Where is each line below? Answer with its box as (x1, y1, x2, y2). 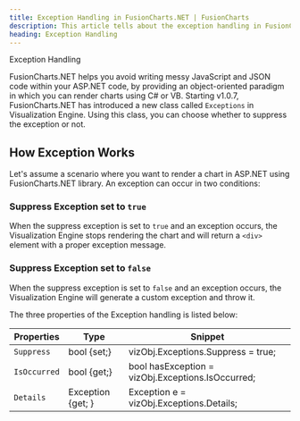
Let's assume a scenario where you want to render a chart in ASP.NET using (9, 169, 290, 180)
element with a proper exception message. (9, 240, 167, 250)
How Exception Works (9, 145, 136, 160)
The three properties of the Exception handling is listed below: (9, 309, 238, 320)
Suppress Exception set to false (9, 262, 152, 274)
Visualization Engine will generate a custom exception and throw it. (9, 291, 256, 302)
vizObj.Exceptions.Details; (128, 397, 238, 409)
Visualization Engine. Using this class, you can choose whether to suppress (9, 109, 287, 121)
